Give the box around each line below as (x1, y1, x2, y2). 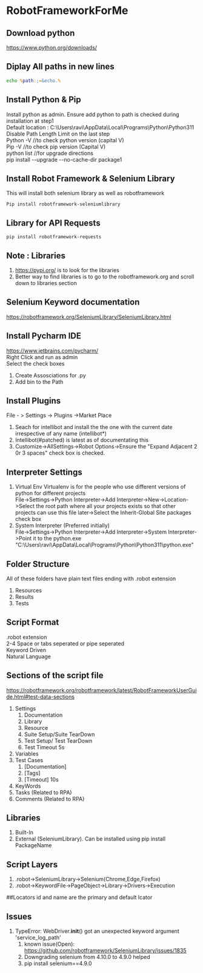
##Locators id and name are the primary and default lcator (6, 894, 153, 901)
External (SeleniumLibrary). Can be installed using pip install (15, 835, 165, 842)
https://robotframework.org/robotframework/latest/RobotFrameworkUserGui (6, 686, 197, 693)
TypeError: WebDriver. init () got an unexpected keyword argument (15, 927, 180, 935)
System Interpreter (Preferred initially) (15, 522, 110, 529)
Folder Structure (6, 559, 70, 569)
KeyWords (15, 782, 41, 789)
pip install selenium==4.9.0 (24, 960, 92, 967)
